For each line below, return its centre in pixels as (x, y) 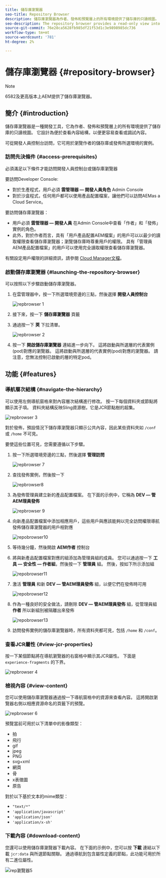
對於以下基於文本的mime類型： (37, 797)
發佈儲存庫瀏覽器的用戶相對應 (42, 527)
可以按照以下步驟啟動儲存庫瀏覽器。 (42, 284)
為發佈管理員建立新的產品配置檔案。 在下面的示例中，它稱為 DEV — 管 (84, 495)
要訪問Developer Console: (32, 179)
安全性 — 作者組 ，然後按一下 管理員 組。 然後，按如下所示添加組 (89, 564)
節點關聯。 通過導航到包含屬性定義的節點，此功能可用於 (100, 854)
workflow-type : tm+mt (27, 33)
